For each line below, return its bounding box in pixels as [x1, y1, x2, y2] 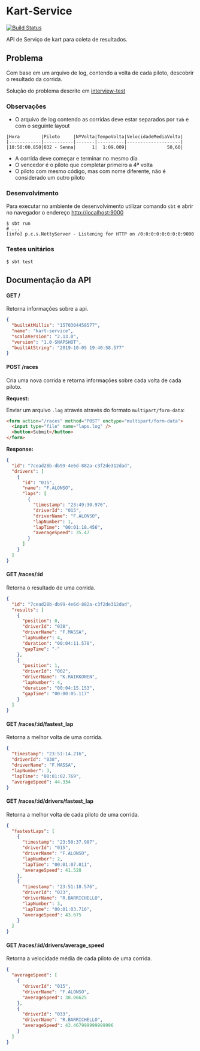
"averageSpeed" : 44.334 [11, 779, 71, 785]
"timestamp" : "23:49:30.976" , [32, 502, 109, 508]
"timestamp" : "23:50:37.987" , [22, 839, 98, 845]
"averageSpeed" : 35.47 [32, 530, 90, 536]
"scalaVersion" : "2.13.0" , [11, 334, 79, 340]
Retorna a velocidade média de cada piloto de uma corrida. [6, 955, 153, 962]
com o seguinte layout [14, 122, 70, 130]
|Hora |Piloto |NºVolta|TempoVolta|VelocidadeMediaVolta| [6, 134, 184, 140]
